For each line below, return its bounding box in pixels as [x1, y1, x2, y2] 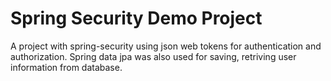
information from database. [10, 61, 123, 73]
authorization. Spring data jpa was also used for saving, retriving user [10, 50, 297, 62]
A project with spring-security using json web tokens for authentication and [10, 40, 322, 52]
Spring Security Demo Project [10, 7, 263, 30]
